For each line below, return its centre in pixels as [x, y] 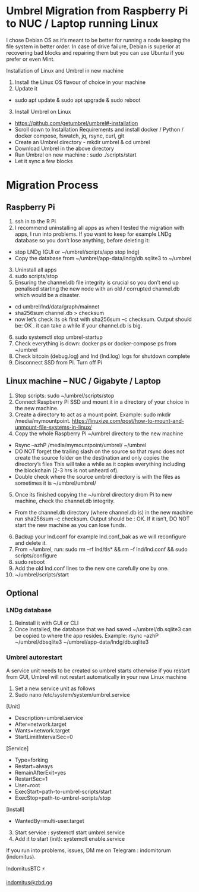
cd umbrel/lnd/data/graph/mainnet [57, 306]
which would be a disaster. [48, 295]
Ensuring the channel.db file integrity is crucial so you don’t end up [97, 282]
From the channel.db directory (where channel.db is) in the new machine [104, 512]
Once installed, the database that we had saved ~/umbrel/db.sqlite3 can [103, 629]
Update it [26, 88]
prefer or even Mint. [31, 59]
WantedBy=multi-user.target [49, 821]
